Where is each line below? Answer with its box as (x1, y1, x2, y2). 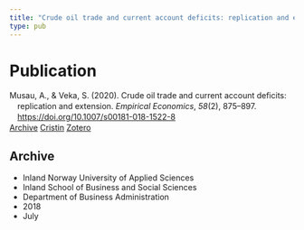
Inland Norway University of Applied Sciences (22, 172, 195, 183)
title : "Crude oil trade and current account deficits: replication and (9, 13, 290, 23)
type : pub (9, 22, 47, 31)
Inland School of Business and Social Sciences (22, 181, 197, 192)
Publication (9, 60, 97, 81)
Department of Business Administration (22, 191, 170, 202)
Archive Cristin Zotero (9, 123, 91, 133)
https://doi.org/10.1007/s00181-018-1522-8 (17, 112, 176, 123)
